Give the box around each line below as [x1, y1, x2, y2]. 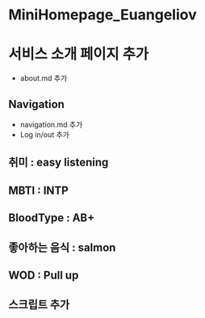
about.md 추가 [19, 73, 68, 83]
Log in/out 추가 [19, 129, 70, 139]
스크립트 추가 [8, 298, 70, 312]
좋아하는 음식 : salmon [8, 241, 116, 254]
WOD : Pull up [8, 268, 79, 282]
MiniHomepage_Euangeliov [8, 6, 197, 24]
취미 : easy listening [8, 156, 109, 169]
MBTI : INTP [8, 183, 69, 197]
